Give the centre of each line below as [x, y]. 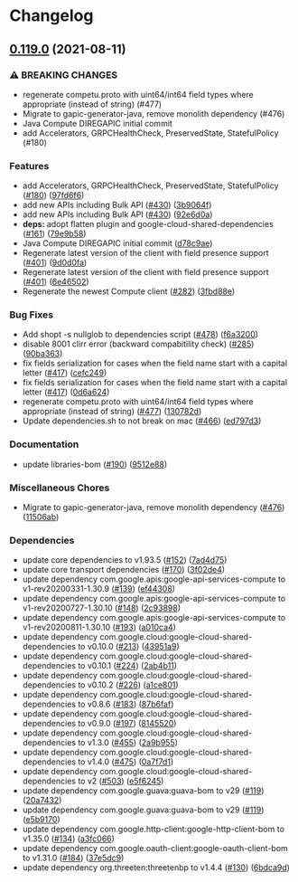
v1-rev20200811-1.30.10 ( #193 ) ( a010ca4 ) [99, 627]
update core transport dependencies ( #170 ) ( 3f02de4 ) [124, 570]
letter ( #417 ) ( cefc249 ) [65, 373]
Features [29, 166]
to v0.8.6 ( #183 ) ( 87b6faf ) [126, 704]
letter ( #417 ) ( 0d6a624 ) [66, 392]
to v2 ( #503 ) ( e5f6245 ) [121, 781]
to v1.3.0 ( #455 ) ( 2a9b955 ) [128, 743]
